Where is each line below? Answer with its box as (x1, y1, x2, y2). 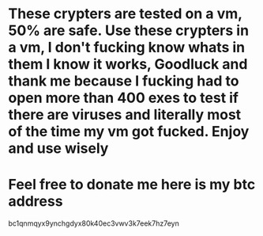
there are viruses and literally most (8, 106, 242, 124)
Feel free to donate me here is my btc (8, 176, 256, 194)
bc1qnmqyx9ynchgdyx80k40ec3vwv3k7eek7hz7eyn (8, 219, 179, 228)
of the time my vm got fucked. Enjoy (8, 123, 250, 141)
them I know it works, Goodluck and (8, 55, 248, 74)
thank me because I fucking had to (8, 72, 239, 90)
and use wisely (8, 139, 109, 158)
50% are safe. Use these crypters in (8, 21, 250, 40)
